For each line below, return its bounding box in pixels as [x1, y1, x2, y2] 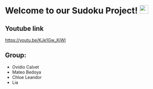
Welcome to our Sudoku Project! [5, 5, 138, 16]
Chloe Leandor [12, 74, 42, 80]
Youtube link [5, 24, 44, 32]
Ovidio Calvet [12, 64, 39, 70]
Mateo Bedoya [12, 69, 41, 75]
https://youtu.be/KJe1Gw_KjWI [5, 37, 66, 43]
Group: [5, 51, 27, 59]
